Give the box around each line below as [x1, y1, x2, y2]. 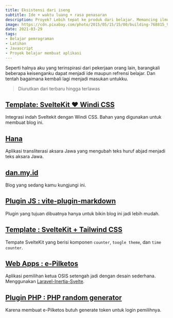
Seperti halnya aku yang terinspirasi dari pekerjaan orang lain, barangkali [5, 65, 160, 71]
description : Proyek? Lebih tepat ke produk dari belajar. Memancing [5, 17, 158, 22]
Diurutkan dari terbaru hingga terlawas [18, 85, 100, 91]
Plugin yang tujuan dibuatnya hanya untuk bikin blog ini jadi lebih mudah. [5, 210, 160, 216]
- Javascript [5, 46, 33, 51]
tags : [5, 31, 17, 36]
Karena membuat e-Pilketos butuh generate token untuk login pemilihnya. [5, 307, 162, 313]
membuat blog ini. [5, 119, 44, 126]
